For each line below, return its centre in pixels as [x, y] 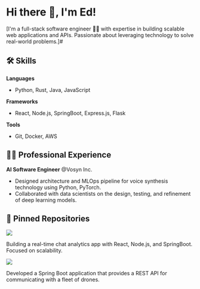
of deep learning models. [46, 200]
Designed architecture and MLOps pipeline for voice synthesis [91, 181]
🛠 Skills [21, 61]
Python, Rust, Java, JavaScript [53, 90]
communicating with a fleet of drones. [53, 279]
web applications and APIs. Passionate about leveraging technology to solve [100, 35]
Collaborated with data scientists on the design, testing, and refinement [103, 193]
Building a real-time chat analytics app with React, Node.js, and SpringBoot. [99, 244]
